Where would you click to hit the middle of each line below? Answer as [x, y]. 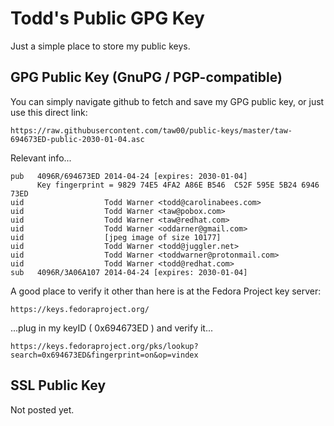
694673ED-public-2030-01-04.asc [77, 139]
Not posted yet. [42, 409]
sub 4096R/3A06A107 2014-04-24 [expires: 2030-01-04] [129, 272]
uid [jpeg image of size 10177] [116, 237]
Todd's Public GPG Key [107, 18]
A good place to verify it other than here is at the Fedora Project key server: [166, 291]
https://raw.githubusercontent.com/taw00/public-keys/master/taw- [151, 130]
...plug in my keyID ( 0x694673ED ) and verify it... [112, 328]
